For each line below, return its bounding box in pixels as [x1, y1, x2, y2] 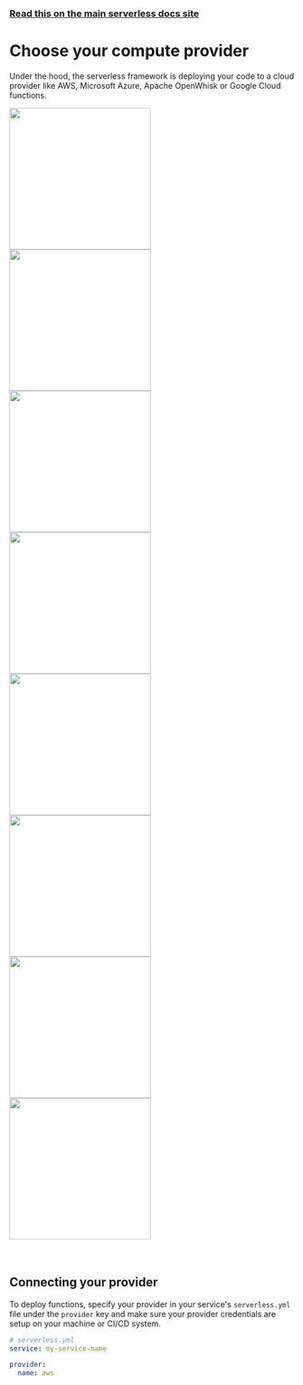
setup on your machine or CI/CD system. [9, 1318, 161, 1329]
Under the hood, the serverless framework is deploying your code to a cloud [9, 71, 295, 81]
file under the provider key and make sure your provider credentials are [9, 1308, 277, 1319]
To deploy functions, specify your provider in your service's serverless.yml [9, 1298, 291, 1310]
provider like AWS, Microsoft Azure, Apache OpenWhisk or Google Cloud [9, 80, 281, 91]
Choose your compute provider [9, 41, 250, 62]
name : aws [17, 1369, 54, 1378]
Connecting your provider [9, 1275, 158, 1290]
